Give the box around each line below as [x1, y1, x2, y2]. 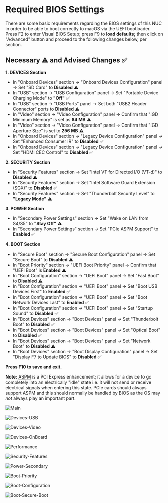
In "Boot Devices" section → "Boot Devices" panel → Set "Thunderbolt [12, 316, 159, 322]
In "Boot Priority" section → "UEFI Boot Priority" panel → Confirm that [12, 262, 157, 268]
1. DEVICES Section [5, 69, 46, 75]
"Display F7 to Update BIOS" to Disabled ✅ [12, 354, 102, 360]
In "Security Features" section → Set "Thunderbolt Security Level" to [12, 190, 155, 196]
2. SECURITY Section [5, 159, 50, 165]
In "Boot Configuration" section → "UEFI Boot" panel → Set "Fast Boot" [12, 272, 159, 278]
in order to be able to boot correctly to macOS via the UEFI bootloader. [5, 25, 151, 31]
